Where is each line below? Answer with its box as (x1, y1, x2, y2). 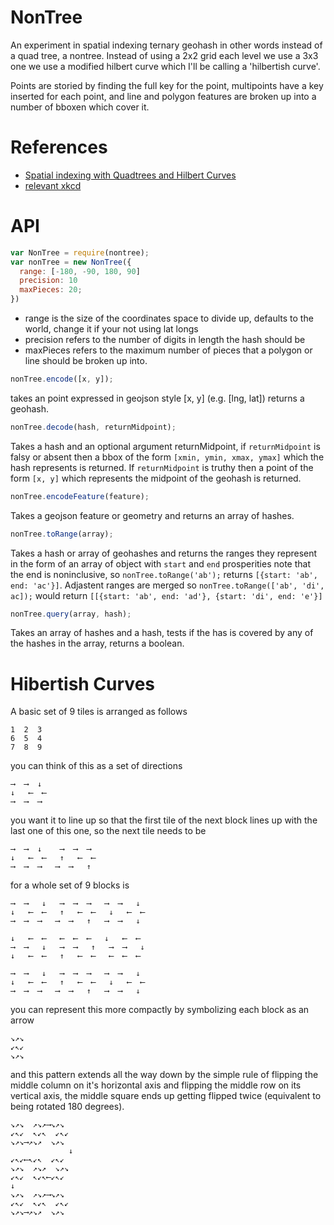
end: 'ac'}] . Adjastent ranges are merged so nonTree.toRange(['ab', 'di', (10, 579, 325, 591)
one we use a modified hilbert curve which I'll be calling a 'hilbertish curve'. (10, 60, 321, 72)
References (10, 136, 108, 159)
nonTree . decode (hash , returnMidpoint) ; (10, 422, 177, 432)
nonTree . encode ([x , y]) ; (10, 374, 114, 385)
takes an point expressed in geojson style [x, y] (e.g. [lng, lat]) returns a (10, 392, 305, 404)
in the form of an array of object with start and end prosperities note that (10, 557, 311, 570)
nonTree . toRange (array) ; (10, 529, 114, 539)
